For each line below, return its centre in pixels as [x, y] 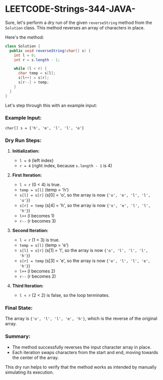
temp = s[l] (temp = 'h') [44, 190]
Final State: [19, 308]
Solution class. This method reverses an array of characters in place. [75, 27]
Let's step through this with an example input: [51, 105]
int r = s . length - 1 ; [37, 60]
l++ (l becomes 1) [37, 216]
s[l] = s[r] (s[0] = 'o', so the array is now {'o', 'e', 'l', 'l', [85, 195]
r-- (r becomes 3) [38, 221]
